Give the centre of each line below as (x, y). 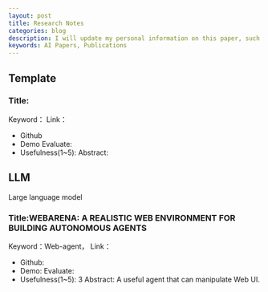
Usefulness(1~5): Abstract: (64, 152)
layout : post (30, 16)
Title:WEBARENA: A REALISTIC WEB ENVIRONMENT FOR (122, 217)
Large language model (45, 197)
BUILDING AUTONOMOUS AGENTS (77, 228)
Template (32, 78)
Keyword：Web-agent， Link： (60, 246)
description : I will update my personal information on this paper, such (134, 38)
